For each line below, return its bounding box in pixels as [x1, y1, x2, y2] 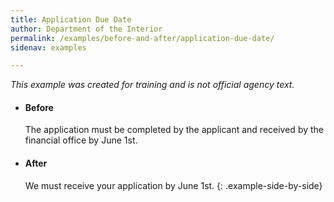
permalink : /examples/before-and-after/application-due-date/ [10, 33, 275, 43]
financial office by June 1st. [24, 134, 138, 146]
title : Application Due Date [10, 14, 132, 25]
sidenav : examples [10, 42, 87, 53]
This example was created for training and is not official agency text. [10, 79, 295, 91]
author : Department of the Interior [10, 24, 163, 34]
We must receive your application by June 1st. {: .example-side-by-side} [24, 179, 323, 191]
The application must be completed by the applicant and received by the [24, 124, 325, 136]
